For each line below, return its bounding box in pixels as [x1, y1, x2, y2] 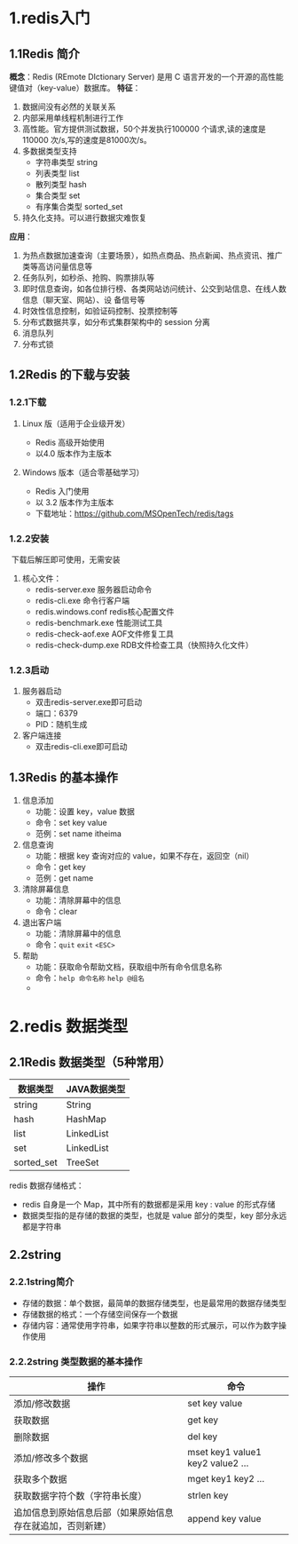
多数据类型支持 [21, 146, 77, 156]
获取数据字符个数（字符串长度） [13, 1490, 148, 1502]
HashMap [66, 1113, 106, 1126]
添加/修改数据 [13, 1398, 71, 1410]
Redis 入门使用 [35, 486, 90, 496]
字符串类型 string [35, 157, 98, 167]
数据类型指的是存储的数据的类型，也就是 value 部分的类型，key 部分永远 [21, 1210, 287, 1221]
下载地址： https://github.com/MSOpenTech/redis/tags [35, 508, 234, 519]
